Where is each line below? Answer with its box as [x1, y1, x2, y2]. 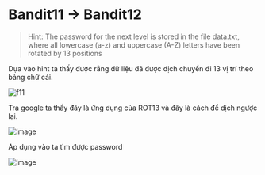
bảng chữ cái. [8, 72, 53, 82]
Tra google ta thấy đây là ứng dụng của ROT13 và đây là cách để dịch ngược [8, 103, 258, 112]
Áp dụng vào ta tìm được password [8, 142, 123, 151]
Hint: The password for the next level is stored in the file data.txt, [27, 32, 240, 41]
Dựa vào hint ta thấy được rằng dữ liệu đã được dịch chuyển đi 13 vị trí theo [8, 63, 254, 73]
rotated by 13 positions [27, 48, 103, 58]
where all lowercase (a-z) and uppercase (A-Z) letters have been [27, 40, 240, 49]
